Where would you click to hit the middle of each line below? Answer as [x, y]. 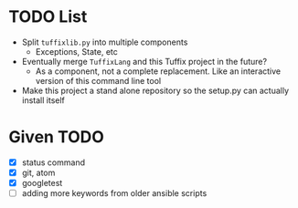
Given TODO [56, 137]
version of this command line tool [98, 80]
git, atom [38, 172]
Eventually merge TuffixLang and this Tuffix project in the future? [144, 61]
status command [53, 162]
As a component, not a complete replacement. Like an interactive [158, 71]
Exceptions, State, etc [76, 51]
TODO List [48, 17]
